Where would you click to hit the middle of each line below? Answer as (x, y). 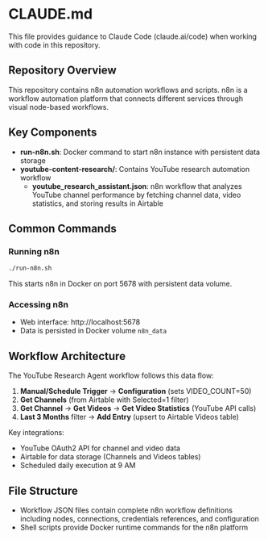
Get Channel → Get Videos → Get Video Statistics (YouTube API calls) (138, 408)
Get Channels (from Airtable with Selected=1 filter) (104, 400)
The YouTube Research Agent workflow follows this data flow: (111, 375)
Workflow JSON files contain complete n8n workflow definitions (126, 510)
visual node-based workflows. (58, 107)
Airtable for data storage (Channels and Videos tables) (110, 457)
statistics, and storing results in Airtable (97, 203)
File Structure (43, 490)
